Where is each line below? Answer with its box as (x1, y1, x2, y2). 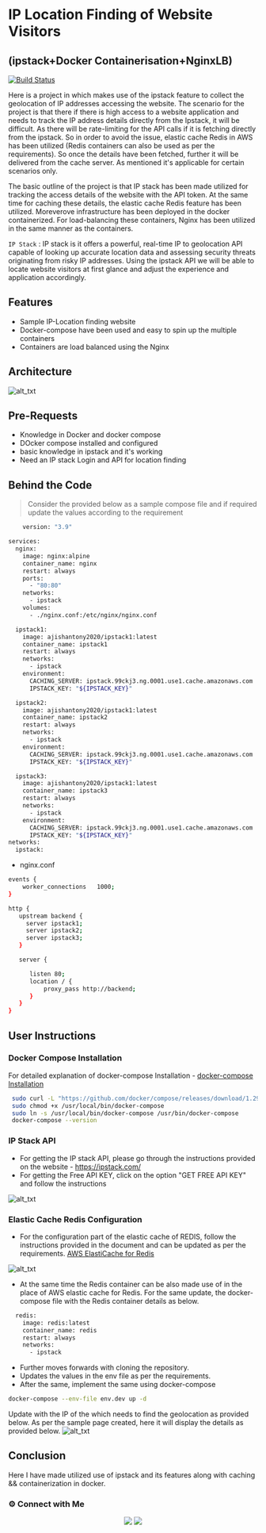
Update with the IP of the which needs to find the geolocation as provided (8, 1409, 249, 1419)
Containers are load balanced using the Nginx (19, 342, 169, 351)
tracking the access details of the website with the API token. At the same (8, 190, 249, 199)
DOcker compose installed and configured (19, 439, 158, 448)
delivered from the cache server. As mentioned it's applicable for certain (8, 158, 245, 167)
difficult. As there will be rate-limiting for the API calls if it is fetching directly (8, 125, 256, 133)
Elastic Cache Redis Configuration (8, 1213, 142, 1224)
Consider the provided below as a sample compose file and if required (27, 500, 257, 509)
